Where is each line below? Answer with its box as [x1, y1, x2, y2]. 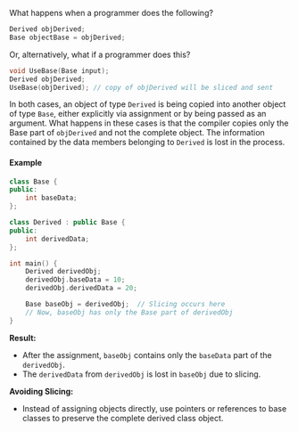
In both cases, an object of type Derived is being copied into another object [9, 99, 286, 110]
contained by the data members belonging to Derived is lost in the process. [9, 137, 286, 148]
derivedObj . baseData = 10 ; [25, 275, 126, 284]
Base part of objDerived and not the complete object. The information [9, 127, 265, 138]
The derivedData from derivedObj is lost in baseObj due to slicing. [21, 369, 261, 379]
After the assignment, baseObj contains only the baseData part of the [21, 349, 272, 360]
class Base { [9, 177, 58, 186]
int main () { [9, 258, 58, 268]
